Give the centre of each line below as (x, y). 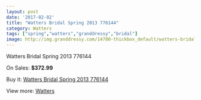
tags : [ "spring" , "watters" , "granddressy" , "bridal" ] (72, 34)
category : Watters (29, 28)
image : (14, 39)
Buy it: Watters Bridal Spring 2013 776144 (57, 79)
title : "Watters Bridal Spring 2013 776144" (63, 23)
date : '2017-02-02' (31, 17)
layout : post (22, 12)
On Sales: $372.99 (30, 68)
